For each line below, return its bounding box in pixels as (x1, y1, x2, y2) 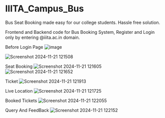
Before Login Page (5, 44, 43, 50)
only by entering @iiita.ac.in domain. (5, 34, 80, 40)
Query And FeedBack (5, 107, 49, 113)
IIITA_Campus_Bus (5, 3, 84, 14)
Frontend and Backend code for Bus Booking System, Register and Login (5, 29, 155, 35)
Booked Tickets (5, 98, 37, 104)
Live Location (5, 88, 33, 94)
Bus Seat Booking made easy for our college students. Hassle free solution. (5, 19, 161, 25)
